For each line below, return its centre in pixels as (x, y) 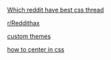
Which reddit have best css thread (56, 10)
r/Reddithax (23, 23)
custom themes (29, 36)
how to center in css (36, 49)
